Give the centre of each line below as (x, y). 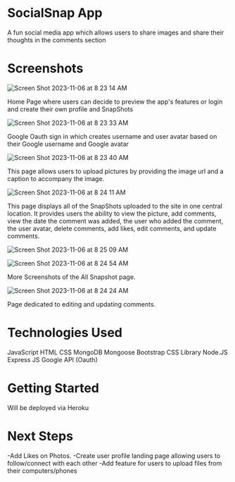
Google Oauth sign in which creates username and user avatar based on (112, 136)
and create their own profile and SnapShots (70, 109)
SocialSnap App (55, 13)
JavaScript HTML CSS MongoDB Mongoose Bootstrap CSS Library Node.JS (118, 352)
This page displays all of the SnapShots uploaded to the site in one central (115, 206)
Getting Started (53, 388)
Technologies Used (65, 333)
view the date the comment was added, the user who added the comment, (115, 221)
